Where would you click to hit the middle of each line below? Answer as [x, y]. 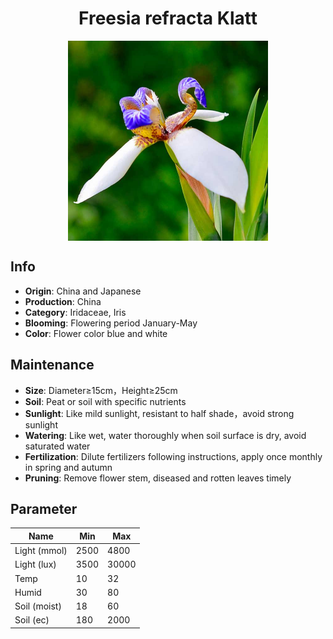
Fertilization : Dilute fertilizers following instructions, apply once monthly [173, 456]
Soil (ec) [32, 620]
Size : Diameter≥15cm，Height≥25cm [101, 390]
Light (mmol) [41, 551]
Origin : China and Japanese [83, 291]
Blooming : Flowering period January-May [111, 323]
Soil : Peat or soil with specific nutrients [105, 401]
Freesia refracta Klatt [168, 18]
